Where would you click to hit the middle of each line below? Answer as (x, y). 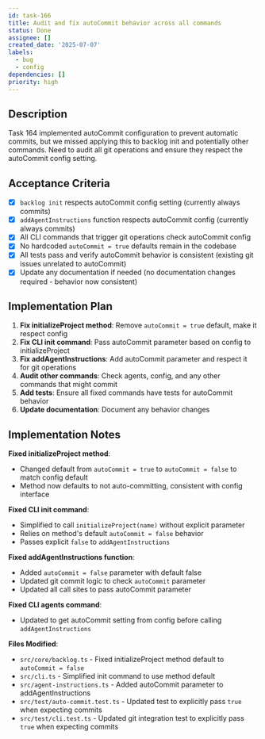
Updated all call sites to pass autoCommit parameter (106, 590)
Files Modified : (33, 644)
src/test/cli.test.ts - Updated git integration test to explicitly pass (132, 718)
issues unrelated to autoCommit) (73, 264)
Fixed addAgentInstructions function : (71, 557)
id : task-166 (30, 15)
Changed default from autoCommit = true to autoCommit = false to (128, 469)
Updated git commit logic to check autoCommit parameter (113, 581)
